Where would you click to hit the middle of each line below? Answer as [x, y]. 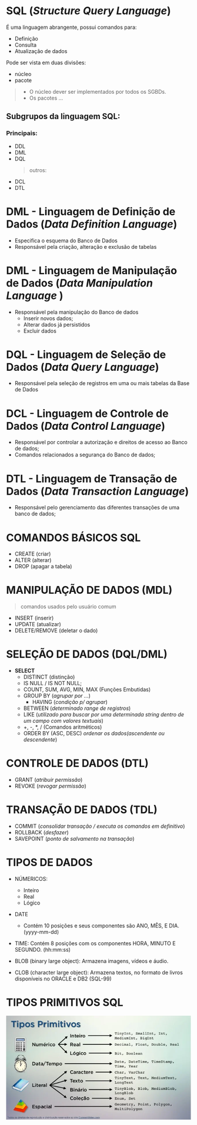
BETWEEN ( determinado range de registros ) [77, 708]
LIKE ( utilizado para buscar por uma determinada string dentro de [103, 715]
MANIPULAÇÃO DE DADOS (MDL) [89, 590]
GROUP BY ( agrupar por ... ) [57, 696]
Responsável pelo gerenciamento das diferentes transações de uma [97, 508]
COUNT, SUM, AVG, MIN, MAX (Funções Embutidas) [87, 690]
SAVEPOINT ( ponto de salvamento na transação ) [74, 839]
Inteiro [31, 890]
